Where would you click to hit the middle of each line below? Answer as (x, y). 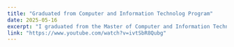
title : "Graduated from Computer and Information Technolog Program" (110, 13)
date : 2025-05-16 (32, 20)
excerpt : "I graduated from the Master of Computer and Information (109, 26)
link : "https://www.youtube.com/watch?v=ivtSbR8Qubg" (87, 33)
